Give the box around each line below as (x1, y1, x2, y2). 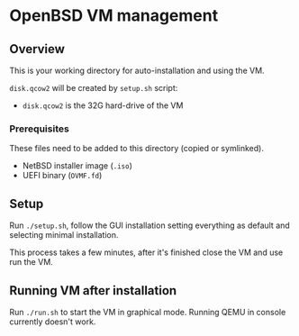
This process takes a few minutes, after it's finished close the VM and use (9, 247, 284, 258)
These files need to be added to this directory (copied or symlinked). (9, 143, 264, 154)
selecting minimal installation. (9, 230, 119, 241)
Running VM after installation (9, 283, 177, 298)
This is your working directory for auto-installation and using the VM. (9, 65, 265, 76)
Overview (9, 41, 66, 57)
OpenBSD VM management (9, 5, 219, 26)
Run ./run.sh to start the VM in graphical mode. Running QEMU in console (9, 306, 286, 317)
